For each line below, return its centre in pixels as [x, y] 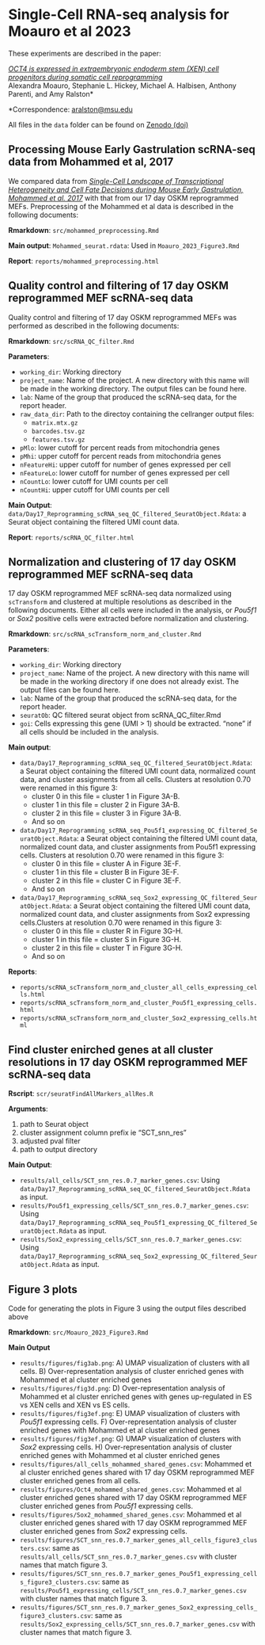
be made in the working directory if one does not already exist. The [129, 681]
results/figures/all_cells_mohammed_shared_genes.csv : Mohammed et [135, 1464]
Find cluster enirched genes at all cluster [111, 1050]
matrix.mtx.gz [55, 423]
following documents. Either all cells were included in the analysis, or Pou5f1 [132, 610]
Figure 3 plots [43, 1289]
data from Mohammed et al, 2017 [91, 162]
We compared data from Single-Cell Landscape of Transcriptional [116, 181]
